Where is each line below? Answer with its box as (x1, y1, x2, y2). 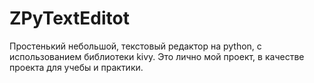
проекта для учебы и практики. (9, 61, 144, 73)
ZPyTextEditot (9, 7, 130, 30)
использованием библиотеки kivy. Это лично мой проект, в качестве (9, 50, 305, 62)
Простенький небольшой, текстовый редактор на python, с (9, 40, 262, 52)
